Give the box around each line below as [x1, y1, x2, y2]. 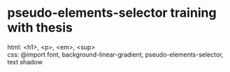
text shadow [7, 57, 43, 66]
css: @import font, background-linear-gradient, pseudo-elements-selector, [7, 50, 224, 59]
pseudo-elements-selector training [7, 5, 217, 21]
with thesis [7, 20, 73, 36]
